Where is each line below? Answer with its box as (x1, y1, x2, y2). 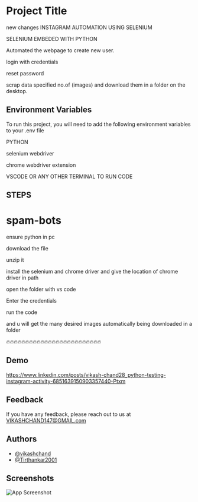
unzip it (6, 256, 25, 263)
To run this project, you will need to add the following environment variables (6, 120, 191, 128)
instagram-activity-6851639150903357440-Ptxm (6, 377, 126, 385)
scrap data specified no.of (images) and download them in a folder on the (6, 81, 186, 88)
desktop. (6, 87, 28, 94)
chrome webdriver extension (6, 161, 76, 169)
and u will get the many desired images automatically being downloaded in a (6, 320, 193, 328)
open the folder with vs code (6, 286, 76, 293)
